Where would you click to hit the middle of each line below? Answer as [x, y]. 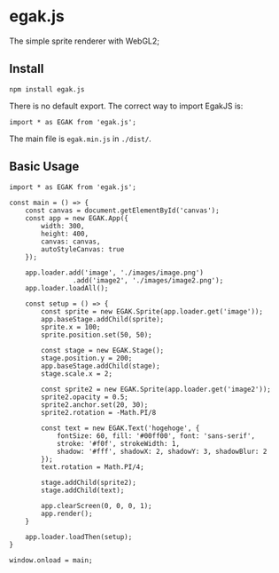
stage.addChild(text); [83, 490]
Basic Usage [44, 167]
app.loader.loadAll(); [67, 288]
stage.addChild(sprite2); [89, 482]
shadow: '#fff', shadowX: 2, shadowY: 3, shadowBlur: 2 [162, 451]
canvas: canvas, [71, 242]
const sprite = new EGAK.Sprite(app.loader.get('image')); [152, 311]
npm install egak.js [47, 89]
